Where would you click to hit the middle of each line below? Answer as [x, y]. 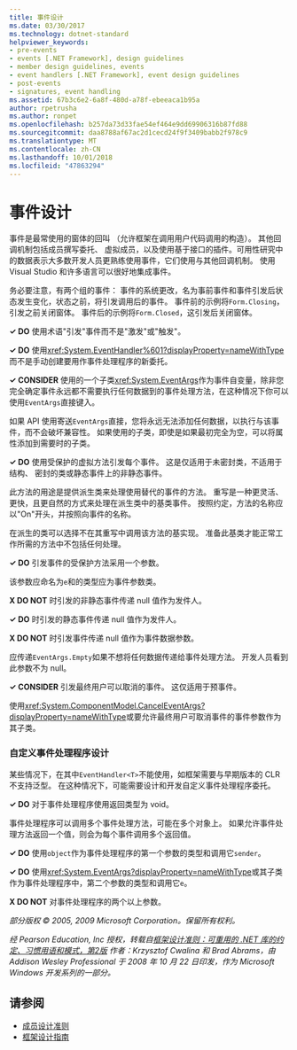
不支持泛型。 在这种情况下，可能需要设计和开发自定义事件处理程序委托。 [142, 785]
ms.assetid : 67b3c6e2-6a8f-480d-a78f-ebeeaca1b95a [105, 100]
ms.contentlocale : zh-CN [55, 149]
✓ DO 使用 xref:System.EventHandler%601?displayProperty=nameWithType [147, 350]
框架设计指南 [45, 1037]
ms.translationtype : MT [53, 141]
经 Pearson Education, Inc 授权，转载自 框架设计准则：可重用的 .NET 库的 [143, 939]
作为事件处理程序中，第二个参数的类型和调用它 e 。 [101, 883]
